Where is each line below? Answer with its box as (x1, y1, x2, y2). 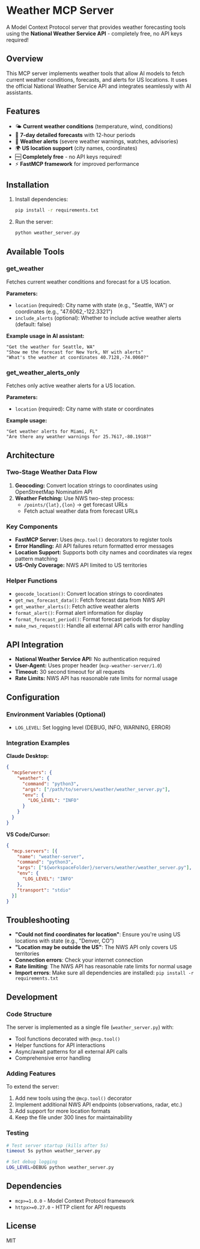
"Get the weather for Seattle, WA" (6, 344, 95, 350)
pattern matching (14, 555, 58, 563)
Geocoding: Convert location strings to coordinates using (14, 481, 158, 489)
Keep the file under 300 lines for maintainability (14, 1114, 133, 1121)
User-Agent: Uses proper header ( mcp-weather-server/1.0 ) (14, 662, 162, 669)
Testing (6, 1129, 29, 1137)
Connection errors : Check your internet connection (14, 956, 144, 963)
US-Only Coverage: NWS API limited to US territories (14, 561, 147, 569)
